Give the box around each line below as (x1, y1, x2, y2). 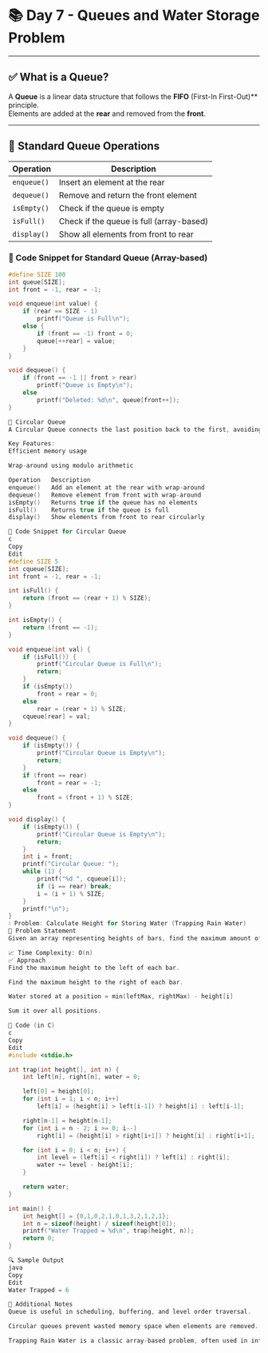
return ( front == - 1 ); (22, 623, 98, 632)
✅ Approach (8, 956, 46, 964)
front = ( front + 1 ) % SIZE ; (37, 793, 134, 802)
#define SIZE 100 (8, 270, 66, 278)
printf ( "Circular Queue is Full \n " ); (37, 661, 162, 669)
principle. (8, 100, 40, 110)
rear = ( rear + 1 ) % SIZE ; (37, 704, 127, 712)
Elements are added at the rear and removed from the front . (8, 109, 206, 118)
